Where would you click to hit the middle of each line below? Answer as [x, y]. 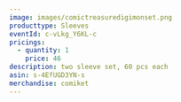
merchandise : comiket [49, 83]
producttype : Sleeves [49, 26]
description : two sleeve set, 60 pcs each [89, 67]
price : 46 [43, 59]
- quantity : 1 [43, 51]
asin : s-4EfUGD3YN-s [47, 75]
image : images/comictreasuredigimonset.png [91, 17]
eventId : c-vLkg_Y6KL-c [53, 34]
